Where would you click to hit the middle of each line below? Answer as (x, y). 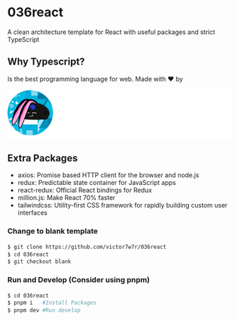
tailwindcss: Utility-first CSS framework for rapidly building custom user (122, 205)
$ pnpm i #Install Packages (52, 303)
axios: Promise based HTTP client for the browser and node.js (108, 175)
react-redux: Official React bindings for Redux (85, 190)
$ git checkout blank (39, 262)
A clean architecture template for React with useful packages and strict (111, 32)
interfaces (32, 213)
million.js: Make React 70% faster (66, 198)
